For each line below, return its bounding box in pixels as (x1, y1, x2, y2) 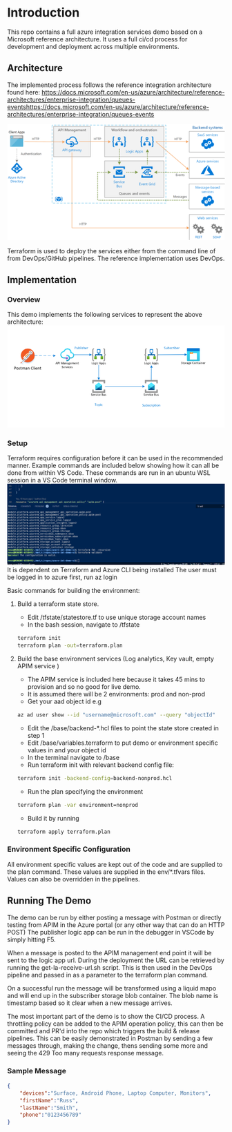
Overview (7, 295, 41, 304)
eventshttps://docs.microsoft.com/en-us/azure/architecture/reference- (7, 102, 209, 111)
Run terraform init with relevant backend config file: (27, 761, 175, 769)
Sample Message (7, 1066, 67, 1075)
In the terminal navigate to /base (27, 753, 119, 761)
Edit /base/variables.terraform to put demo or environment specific (27, 739, 219, 747)
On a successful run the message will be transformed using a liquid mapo (7, 984, 217, 992)
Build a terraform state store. (17, 600, 99, 608)
